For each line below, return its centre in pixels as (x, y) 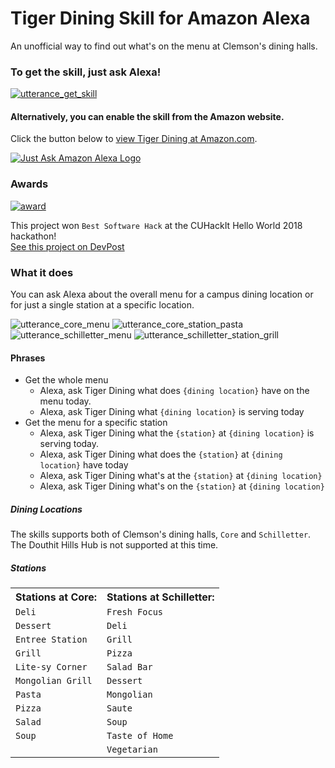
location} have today (84, 465)
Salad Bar (129, 667)
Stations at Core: (56, 597)
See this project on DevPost (67, 246)
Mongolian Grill (54, 681)
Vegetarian (132, 750)
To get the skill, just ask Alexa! (86, 72)
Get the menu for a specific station (96, 423)
